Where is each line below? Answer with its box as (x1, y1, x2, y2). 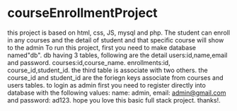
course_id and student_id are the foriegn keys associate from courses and (7, 73, 224, 82)
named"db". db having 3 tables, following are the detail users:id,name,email (7, 51, 228, 59)
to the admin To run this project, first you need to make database (7, 43, 197, 52)
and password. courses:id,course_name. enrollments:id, (7, 58, 171, 66)
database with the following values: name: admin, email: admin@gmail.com (7, 88, 226, 97)
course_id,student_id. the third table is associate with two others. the (7, 66, 208, 74)
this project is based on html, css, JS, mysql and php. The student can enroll (7, 28, 231, 37)
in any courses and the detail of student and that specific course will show (7, 35, 224, 44)
